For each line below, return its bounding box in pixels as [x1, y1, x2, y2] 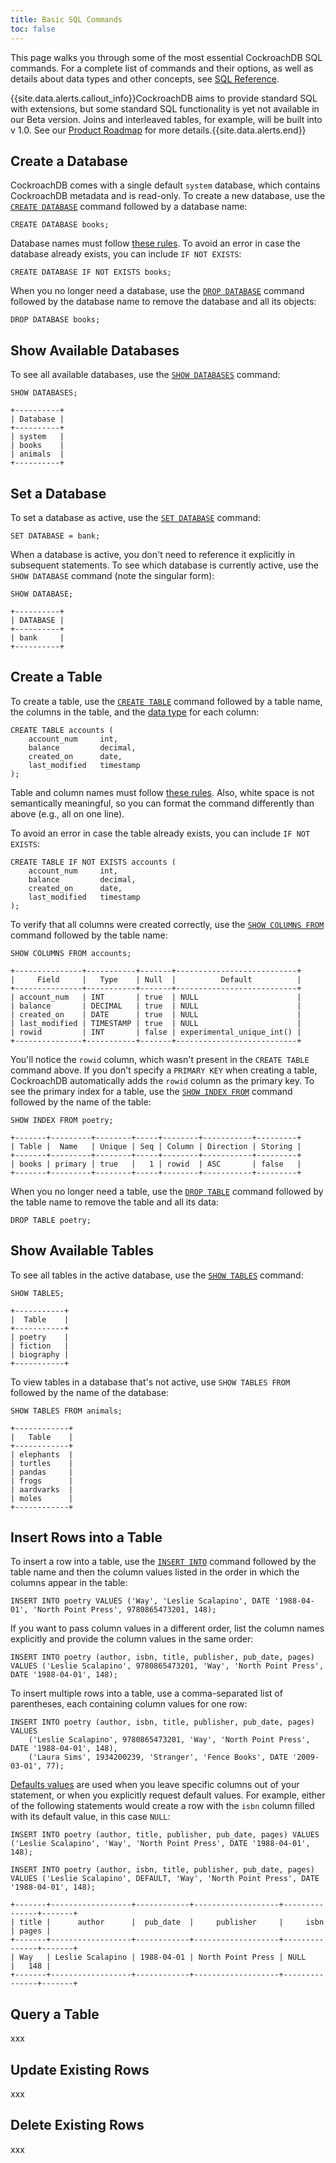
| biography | [10, 1349, 70, 1360]
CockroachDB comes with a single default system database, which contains [10, 179, 321, 191]
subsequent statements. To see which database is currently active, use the [10, 559, 320, 571]
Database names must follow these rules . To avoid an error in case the [10, 237, 301, 250]
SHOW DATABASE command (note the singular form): [10, 569, 215, 581]
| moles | [10, 1493, 74, 1503]
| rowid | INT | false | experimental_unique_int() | [10, 1027, 302, 1037]
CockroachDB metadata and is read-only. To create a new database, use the [10, 190, 326, 202]
